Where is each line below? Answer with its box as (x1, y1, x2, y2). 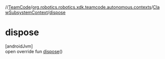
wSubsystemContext (5, 9, 48, 15)
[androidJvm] (5, 43, 33, 49)
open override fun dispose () (5, 48, 63, 54)
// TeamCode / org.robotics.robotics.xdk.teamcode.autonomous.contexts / (5, 4, 153, 10)
